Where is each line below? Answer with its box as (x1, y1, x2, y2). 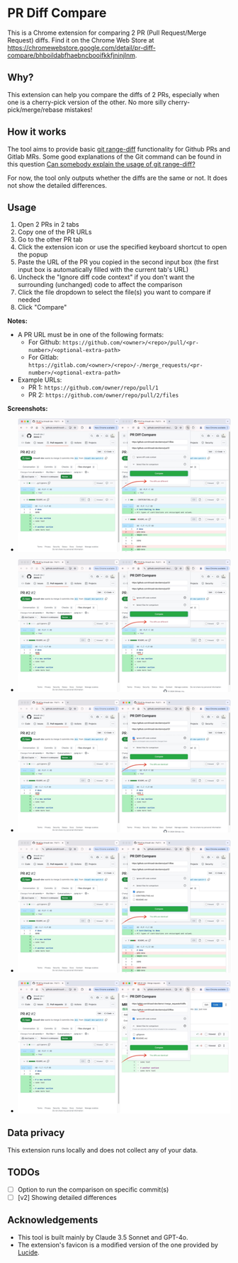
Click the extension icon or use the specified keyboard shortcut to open (17, 243, 227, 251)
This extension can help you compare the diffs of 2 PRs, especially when (7, 90, 220, 98)
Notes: (7, 317, 28, 325)
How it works (7, 126, 67, 138)
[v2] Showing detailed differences (17, 1193, 117, 1201)
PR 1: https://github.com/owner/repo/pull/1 (28, 383, 159, 392)
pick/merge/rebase (7, 105, 64, 114)
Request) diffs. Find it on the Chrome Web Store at (7, 35, 154, 44)
